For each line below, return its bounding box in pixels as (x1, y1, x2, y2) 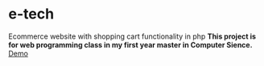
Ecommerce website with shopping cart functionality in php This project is (8, 31, 256, 41)
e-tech (8, 5, 55, 23)
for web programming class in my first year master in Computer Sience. (8, 39, 253, 49)
